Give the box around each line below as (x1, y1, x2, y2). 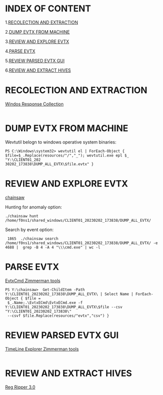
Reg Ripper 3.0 (5, 384, 36, 390)
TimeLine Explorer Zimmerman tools (5, 346, 79, 352)
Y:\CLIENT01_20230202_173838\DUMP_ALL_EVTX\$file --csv (5, 304, 122, 309)
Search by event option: (5, 226, 54, 233)
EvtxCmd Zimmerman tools (5, 278, 61, 284)
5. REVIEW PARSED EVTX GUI (5, 57, 65, 63)
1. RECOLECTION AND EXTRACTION (5, 19, 78, 25)
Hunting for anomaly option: (5, 204, 62, 210)
